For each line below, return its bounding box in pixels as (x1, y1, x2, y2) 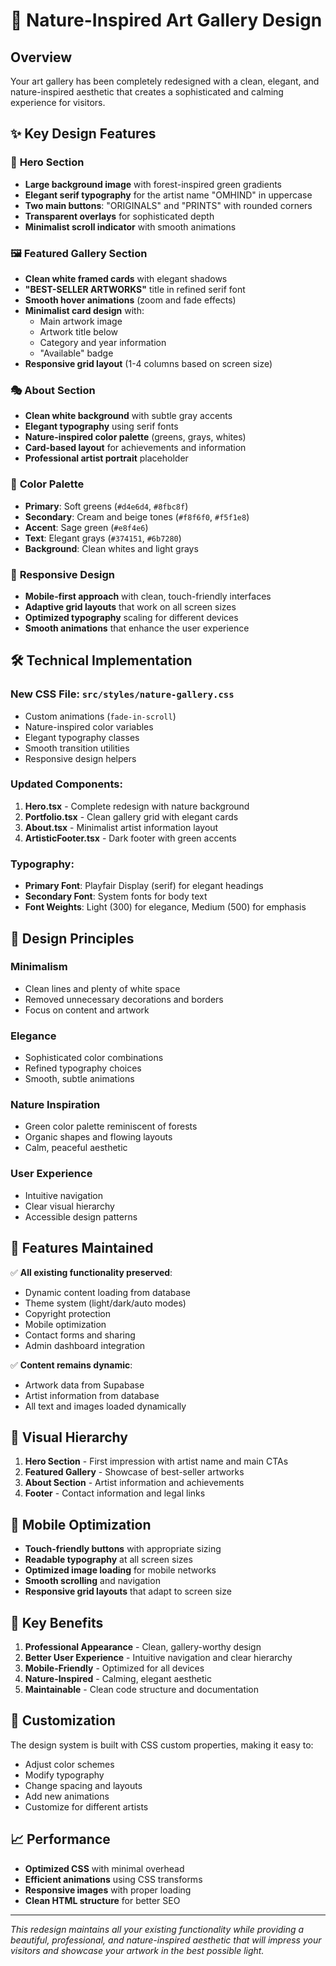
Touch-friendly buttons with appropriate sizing (24, 1543, 222, 1555)
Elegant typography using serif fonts (24, 420, 179, 433)
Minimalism (10, 960, 68, 974)
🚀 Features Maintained (10, 1240, 154, 1257)
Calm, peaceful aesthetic (24, 1142, 128, 1154)
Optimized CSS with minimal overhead (24, 1862, 185, 1874)
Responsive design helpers (24, 752, 137, 764)
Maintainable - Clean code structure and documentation (24, 1683, 260, 1695)
